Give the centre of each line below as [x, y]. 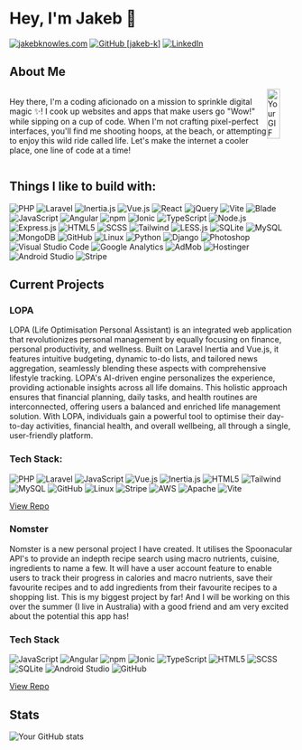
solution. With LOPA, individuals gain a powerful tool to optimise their [137, 417]
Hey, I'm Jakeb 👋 [73, 19]
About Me [37, 72]
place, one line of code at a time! [70, 150]
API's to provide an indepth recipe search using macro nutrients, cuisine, [144, 558]
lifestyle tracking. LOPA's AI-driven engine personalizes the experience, [142, 378]
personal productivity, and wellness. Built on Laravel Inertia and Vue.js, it [144, 349]
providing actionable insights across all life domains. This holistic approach [149, 388]
